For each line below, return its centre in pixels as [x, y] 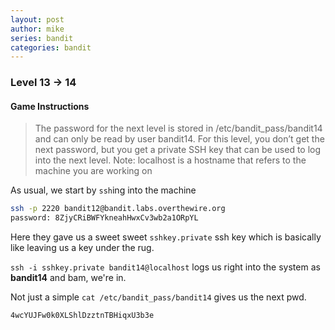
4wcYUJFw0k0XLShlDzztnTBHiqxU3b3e [82, 316]
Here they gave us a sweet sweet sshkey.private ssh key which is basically [166, 237]
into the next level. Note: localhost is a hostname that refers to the [170, 160]
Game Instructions [50, 106]
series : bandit [42, 38]
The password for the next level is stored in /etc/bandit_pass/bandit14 [178, 128]
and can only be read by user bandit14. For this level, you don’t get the [179, 139]
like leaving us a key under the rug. [82, 248]
